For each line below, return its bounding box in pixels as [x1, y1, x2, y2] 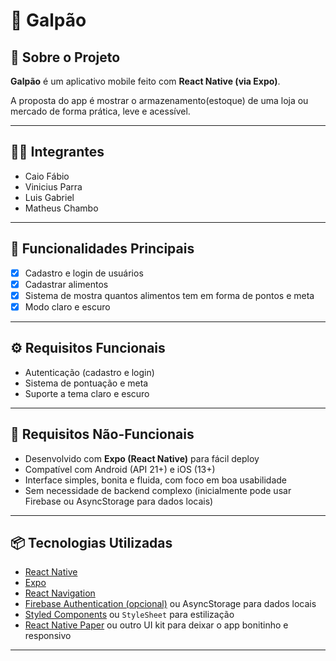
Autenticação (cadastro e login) [24, 366, 155, 378]
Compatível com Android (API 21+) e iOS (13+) [24, 463, 216, 475]
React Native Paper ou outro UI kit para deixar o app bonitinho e [24, 619, 289, 631]
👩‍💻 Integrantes [10, 144, 105, 161]
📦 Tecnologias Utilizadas [10, 534, 173, 551]
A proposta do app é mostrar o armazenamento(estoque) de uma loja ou [10, 95, 309, 106]
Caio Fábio [24, 170, 70, 182]
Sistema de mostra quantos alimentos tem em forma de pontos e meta [24, 289, 315, 301]
